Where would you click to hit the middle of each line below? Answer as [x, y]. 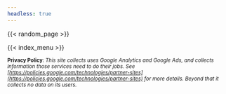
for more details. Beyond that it [181, 79]
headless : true [29, 14]
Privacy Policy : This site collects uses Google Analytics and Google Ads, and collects [111, 60]
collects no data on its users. [42, 85]
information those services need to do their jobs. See [71, 66]
